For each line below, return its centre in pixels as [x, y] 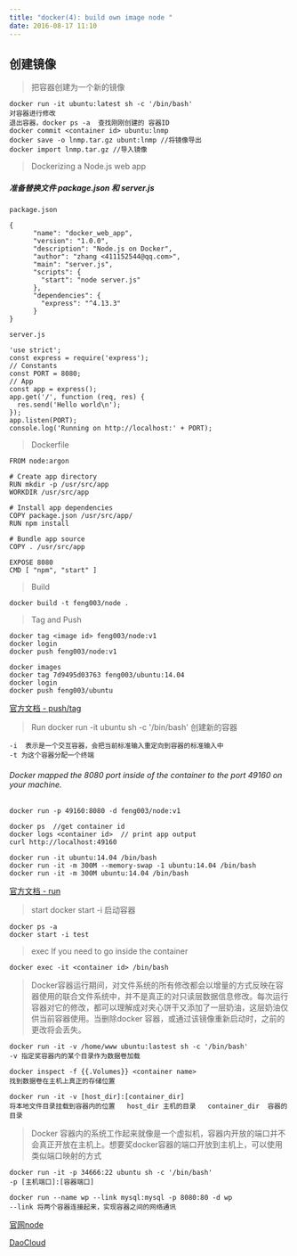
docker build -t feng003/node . [69, 603]
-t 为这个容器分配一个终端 [52, 755]
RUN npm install [39, 524]
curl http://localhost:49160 [63, 842]
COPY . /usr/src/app [48, 547]
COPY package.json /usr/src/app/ [71, 516]
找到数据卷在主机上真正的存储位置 [62, 1081]
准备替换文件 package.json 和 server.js [82, 187]
